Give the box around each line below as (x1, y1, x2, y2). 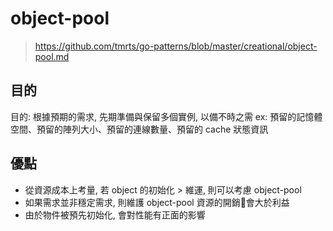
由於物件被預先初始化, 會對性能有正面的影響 (24, 208, 206, 221)
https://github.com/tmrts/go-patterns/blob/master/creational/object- (34, 40, 318, 52)
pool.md (34, 50, 70, 62)
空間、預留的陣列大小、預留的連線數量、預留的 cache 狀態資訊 (10, 123, 269, 135)
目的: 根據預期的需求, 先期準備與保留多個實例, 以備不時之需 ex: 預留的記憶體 (10, 110, 323, 122)
